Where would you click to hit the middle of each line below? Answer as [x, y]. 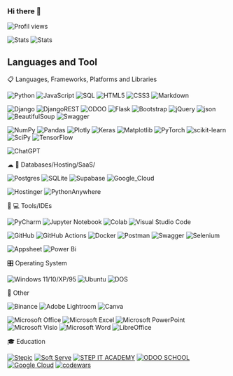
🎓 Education [26, 342]
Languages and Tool [52, 62]
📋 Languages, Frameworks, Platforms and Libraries [82, 79]
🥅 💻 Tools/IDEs [30, 206]
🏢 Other [19, 293]
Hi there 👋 [24, 11]
